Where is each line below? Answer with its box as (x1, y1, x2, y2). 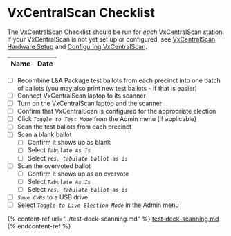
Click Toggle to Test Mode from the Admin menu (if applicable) (17, 115, 197, 123)
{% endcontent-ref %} (7, 221, 71, 230)
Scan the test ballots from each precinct (17, 122, 132, 131)
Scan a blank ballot (17, 130, 72, 139)
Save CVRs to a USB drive (17, 192, 89, 201)
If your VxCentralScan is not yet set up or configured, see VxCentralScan (7, 35, 216, 43)
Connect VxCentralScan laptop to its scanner (17, 91, 147, 100)
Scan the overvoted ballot (17, 161, 91, 170)
